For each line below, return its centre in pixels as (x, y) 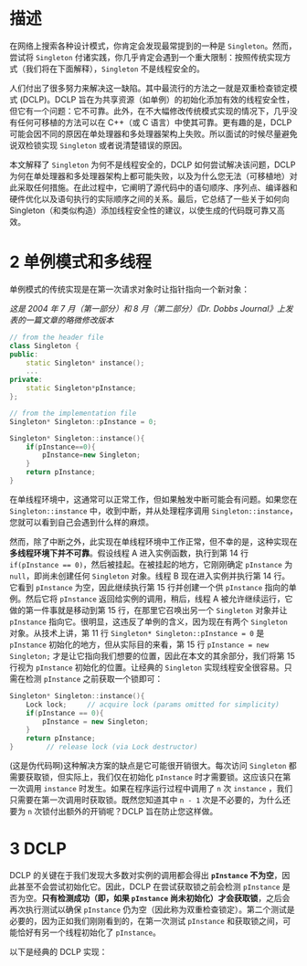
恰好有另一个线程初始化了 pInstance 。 (89, 932)
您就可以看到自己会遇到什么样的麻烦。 (81, 522)
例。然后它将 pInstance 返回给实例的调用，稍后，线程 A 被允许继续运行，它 (151, 599)
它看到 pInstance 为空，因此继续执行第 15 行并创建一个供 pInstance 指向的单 (153, 587)
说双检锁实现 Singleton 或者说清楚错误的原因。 (98, 145)
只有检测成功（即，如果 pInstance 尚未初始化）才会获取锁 (150, 897)
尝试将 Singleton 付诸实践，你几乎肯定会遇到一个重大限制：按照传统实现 (146, 57)
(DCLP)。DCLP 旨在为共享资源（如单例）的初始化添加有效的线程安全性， (157, 99)
